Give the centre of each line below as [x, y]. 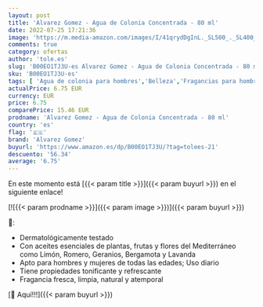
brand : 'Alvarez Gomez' [47, 139]
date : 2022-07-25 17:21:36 [52, 30]
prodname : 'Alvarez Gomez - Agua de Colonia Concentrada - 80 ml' [119, 118]
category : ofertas [38, 52]
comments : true [33, 45]
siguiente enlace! [36, 192]
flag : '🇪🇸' [27, 132]
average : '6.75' [34, 162]
